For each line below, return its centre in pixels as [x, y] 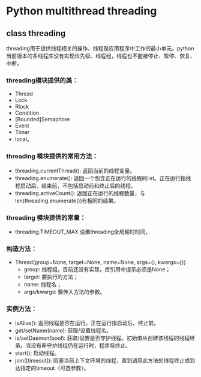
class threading [36, 33]
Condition [27, 113]
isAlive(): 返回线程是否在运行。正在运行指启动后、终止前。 [87, 323]
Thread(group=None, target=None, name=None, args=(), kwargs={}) [100, 262]
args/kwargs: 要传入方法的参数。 [64, 292]
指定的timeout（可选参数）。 [55, 368]
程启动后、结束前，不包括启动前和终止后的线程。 [75, 185]
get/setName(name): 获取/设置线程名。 [63, 331]
